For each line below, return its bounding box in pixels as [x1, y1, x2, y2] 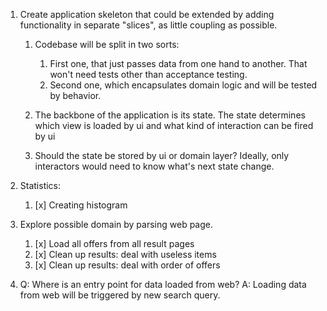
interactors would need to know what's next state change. [34, 160, 275, 172]
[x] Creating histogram [34, 199, 128, 211]
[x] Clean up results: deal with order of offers [34, 259, 221, 271]
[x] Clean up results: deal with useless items [34, 249, 217, 260]
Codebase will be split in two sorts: [34, 39, 180, 50]
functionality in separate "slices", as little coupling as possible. [19, 19, 278, 31]
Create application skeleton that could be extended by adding [19, 9, 275, 20]
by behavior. [49, 90, 102, 101]
